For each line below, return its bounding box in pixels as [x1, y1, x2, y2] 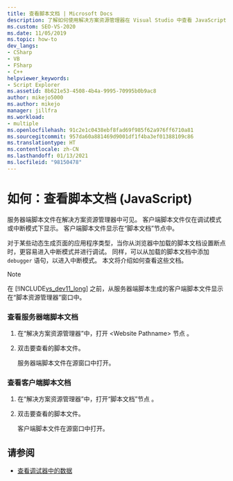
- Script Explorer [7, 81, 60, 88]
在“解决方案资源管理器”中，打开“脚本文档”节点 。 [17, 395, 158, 403]
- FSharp [7, 62, 33, 69]
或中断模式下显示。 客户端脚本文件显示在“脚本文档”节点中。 [7, 224, 179, 232]
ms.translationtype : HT [7, 140, 76, 147]
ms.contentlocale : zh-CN [7, 146, 79, 153]
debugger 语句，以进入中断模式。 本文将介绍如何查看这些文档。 [7, 256, 188, 264]
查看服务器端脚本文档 [7, 312, 78, 322]
